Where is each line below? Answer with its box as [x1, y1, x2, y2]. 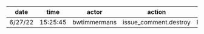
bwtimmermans [72, 18, 117, 26]
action [147, 8, 166, 16]
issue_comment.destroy [122, 18, 191, 26]
